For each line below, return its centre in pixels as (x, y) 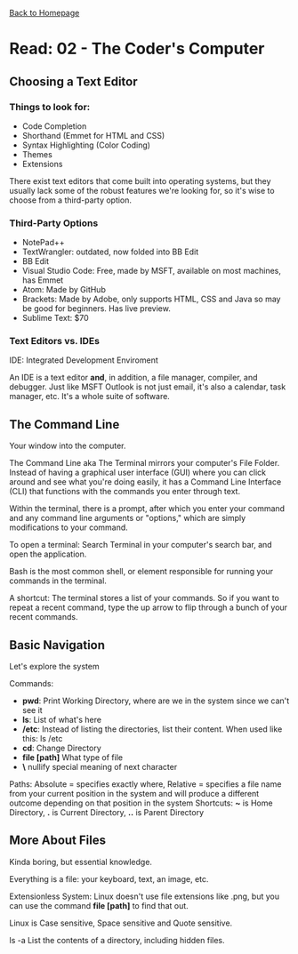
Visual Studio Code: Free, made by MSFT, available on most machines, (152, 271)
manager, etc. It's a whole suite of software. (90, 397)
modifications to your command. (69, 527)
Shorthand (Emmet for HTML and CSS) (93, 135)
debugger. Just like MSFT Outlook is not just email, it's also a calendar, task (148, 387)
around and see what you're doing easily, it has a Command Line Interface (145, 482)
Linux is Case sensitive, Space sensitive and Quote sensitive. (121, 923)
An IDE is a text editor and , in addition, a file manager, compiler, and (133, 378)
